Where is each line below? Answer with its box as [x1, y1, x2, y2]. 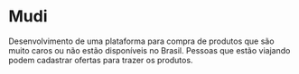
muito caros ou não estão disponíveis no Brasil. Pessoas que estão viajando [8, 45, 291, 55]
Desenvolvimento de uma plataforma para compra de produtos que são [8, 36, 275, 46]
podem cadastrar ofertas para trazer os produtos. [8, 54, 193, 65]
